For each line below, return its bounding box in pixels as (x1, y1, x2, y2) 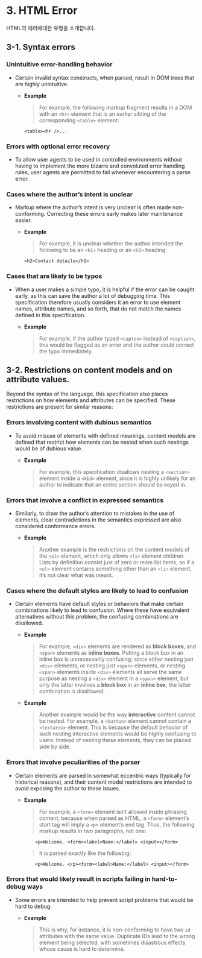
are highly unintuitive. (14, 80, 69, 87)
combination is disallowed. (39, 688, 106, 695)
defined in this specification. (14, 311, 86, 318)
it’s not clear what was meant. (39, 571, 113, 579)
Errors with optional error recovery (6, 142, 110, 151)
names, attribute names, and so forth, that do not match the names (14, 305, 181, 312)
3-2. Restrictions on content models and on (6, 365, 173, 375)
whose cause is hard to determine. (39, 945, 125, 953)
